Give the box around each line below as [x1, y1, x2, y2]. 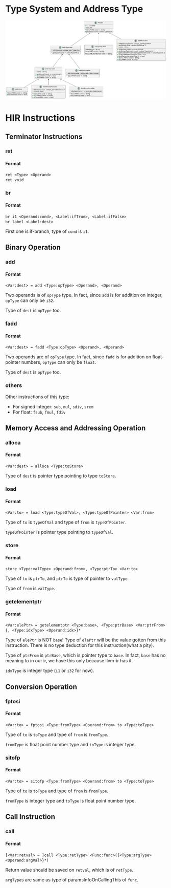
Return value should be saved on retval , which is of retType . [5, 867, 134, 873]
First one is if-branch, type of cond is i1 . [5, 228, 89, 234]
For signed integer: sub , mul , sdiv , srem [12, 403, 93, 409]
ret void [5, 178, 24, 183]
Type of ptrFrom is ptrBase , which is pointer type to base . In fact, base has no [5, 652, 166, 658]
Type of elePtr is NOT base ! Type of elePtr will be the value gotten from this [5, 637, 166, 643]
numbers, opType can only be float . [21, 359, 96, 365]
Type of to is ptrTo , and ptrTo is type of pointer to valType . [5, 575, 129, 581]
